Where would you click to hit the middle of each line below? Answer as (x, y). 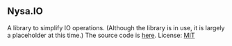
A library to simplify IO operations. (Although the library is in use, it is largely (116, 27)
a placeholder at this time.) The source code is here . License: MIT (101, 35)
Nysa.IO (25, 11)
